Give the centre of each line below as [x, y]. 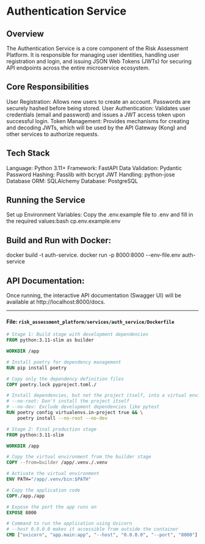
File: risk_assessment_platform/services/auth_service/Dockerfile [91, 321]
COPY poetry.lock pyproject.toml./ [52, 385]
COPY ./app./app [26, 496]
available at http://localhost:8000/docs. [56, 302]
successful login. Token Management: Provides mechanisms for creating [98, 121]
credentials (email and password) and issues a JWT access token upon [96, 115]
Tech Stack [28, 153]
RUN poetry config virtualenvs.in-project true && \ [75, 413]
